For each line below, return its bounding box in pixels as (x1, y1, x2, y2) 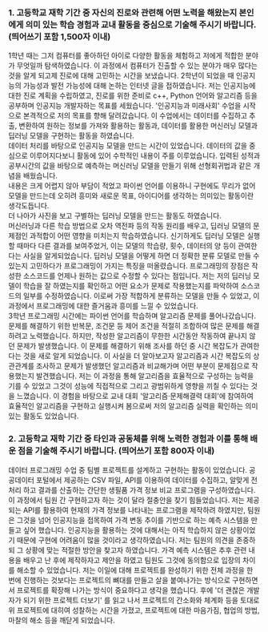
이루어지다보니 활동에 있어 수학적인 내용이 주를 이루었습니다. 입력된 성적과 (29, 151, 261, 161)
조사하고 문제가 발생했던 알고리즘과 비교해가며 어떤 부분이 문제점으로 (35, 361, 250, 371)
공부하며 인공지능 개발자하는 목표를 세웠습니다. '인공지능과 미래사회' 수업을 (8, 101, 242, 111)
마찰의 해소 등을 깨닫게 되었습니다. (8, 615, 115, 625)
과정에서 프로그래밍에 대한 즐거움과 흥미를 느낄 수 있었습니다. (8, 301, 198, 311)
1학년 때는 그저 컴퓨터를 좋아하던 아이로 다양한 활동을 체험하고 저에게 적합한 (8, 50, 244, 61)
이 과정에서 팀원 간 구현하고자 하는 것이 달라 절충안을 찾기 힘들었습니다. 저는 (8, 495, 246, 505)
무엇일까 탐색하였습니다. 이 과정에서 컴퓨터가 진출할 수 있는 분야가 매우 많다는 (16, 61, 258, 70)
